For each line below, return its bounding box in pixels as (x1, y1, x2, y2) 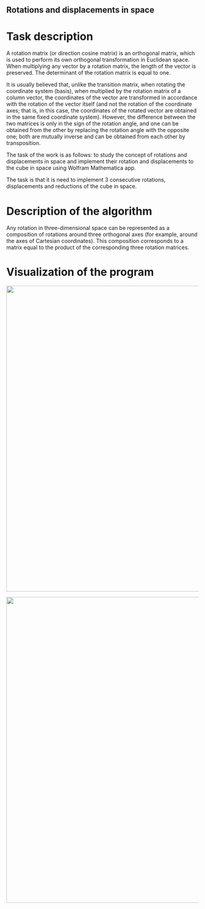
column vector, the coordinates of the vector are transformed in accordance (6, 94, 198, 102)
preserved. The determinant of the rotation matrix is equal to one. (6, 69, 171, 76)
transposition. (6, 139, 41, 147)
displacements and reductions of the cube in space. (6, 183, 137, 190)
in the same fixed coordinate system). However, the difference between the (6, 113, 196, 121)
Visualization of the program (6, 265, 154, 279)
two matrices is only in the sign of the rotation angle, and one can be (6, 120, 179, 127)
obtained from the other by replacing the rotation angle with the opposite (6, 127, 190, 134)
